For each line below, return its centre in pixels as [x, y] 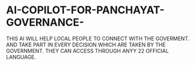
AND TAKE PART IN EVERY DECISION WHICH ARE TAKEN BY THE [86, 45]
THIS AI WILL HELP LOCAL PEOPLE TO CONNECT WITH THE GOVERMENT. [98, 38]
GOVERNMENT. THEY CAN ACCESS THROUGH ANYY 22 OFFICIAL [88, 50]
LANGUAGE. [21, 57]
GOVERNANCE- [45, 22]
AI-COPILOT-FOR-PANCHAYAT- [85, 10]
